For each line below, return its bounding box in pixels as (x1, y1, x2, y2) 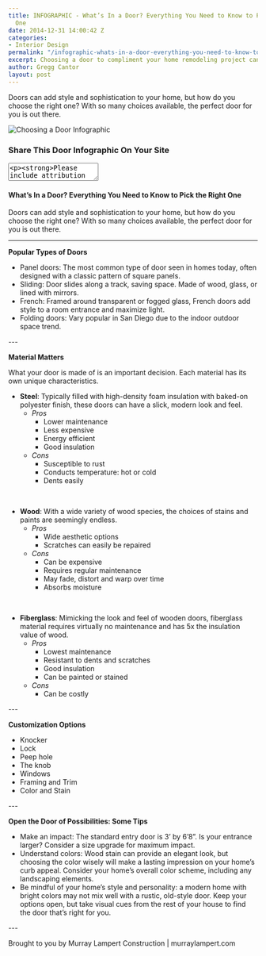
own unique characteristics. (8, 376, 99, 386)
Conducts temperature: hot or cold (43, 467, 157, 477)
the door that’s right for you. (19, 908, 112, 917)
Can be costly (43, 689, 89, 699)
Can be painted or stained (43, 672, 128, 682)
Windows (19, 769, 51, 778)
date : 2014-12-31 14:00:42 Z (8, 26, 104, 34)
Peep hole (19, 752, 53, 762)
